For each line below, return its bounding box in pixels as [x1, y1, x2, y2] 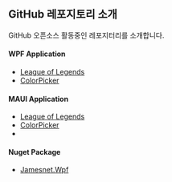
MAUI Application [8, 94, 69, 103]
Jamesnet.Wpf [19, 165, 69, 175]
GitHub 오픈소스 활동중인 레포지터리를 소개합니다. [8, 30, 165, 40]
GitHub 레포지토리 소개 [8, 7, 118, 22]
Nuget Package [8, 147, 61, 156]
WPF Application [8, 49, 66, 59]
